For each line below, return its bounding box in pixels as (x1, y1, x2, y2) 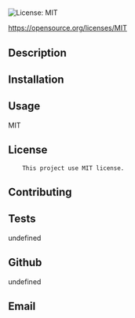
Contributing (8, 185, 72, 198)
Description (8, 46, 67, 59)
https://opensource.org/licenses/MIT (8, 24, 127, 33)
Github (8, 256, 42, 269)
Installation (8, 72, 64, 86)
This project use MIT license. (22, 164, 125, 172)
